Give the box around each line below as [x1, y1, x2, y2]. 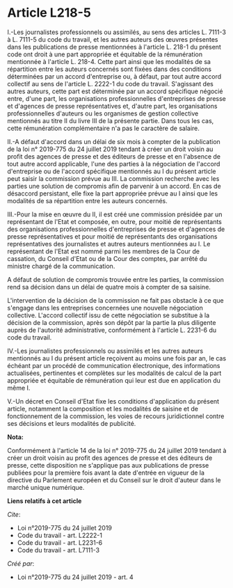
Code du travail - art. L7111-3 [17, 546, 99, 554]
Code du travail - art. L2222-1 [17, 531, 103, 539]
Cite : [7, 510, 21, 518]
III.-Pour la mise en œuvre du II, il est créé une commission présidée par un [7, 210, 223, 218]
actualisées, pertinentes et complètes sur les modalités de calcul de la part [7, 369, 222, 377]
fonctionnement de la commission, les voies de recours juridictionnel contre [7, 412, 225, 420]
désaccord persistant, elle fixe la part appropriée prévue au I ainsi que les [7, 189, 218, 198]
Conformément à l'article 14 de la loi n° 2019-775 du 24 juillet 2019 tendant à [7, 446, 227, 454]
